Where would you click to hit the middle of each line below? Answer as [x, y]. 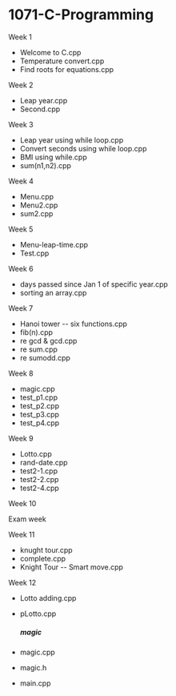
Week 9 [21, 438]
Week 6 [21, 268]
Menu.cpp [37, 196]
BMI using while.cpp [54, 157]
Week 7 [21, 308]
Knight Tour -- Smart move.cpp [72, 567]
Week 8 [21, 373]
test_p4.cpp [40, 423]
